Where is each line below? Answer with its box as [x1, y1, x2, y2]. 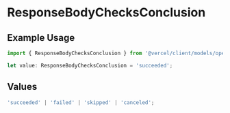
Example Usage [7, 32, 75, 44]
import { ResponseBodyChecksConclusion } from [7, 50, 142, 56]
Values [7, 81, 38, 93]
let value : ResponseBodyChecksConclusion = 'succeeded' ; [7, 62, 173, 69]
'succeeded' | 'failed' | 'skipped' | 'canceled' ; [7, 99, 155, 106]
